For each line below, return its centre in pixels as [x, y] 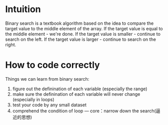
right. [11, 44]
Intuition [23, 9]
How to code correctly [53, 65]
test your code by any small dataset [49, 105]
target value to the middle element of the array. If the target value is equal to [84, 28]
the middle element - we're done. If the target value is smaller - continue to [83, 34]
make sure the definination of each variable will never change [76, 94]
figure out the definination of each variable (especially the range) [80, 89]
